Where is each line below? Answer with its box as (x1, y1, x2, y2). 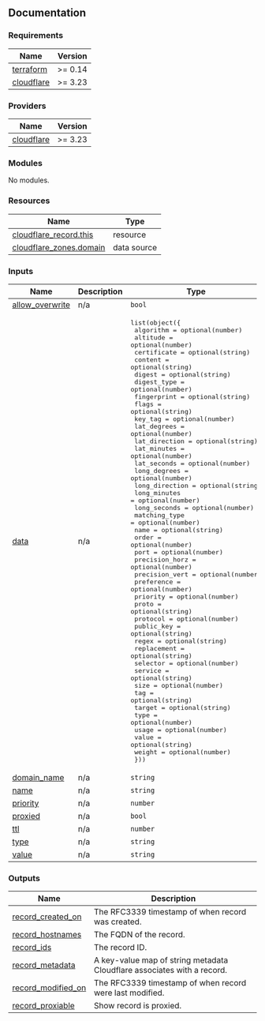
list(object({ (129, 318, 181, 327)
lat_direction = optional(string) (133, 437, 259, 445)
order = (133, 533, 162, 542)
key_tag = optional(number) (133, 415, 235, 423)
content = (133, 355, 170, 364)
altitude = (133, 333, 174, 342)
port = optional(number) (133, 548, 223, 556)
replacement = (133, 644, 185, 652)
